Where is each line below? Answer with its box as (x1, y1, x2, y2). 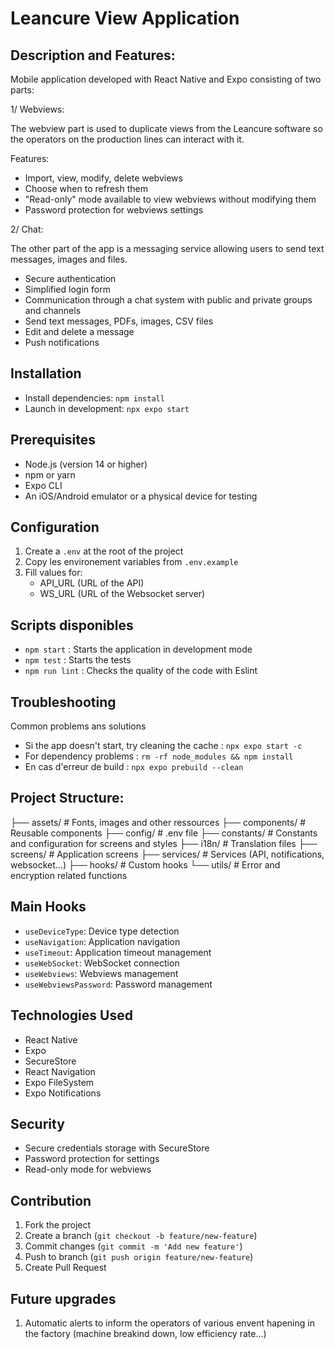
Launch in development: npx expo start (24, 402, 190, 414)
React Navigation (24, 1065, 96, 1077)
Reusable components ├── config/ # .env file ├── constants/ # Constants (10, 827, 318, 839)
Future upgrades (10, 1290, 117, 1307)
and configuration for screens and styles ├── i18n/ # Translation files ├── (10, 837, 318, 849)
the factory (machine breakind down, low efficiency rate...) (24, 1327, 267, 1339)
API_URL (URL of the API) (39, 577, 145, 589)
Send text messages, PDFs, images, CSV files (24, 315, 214, 327)
